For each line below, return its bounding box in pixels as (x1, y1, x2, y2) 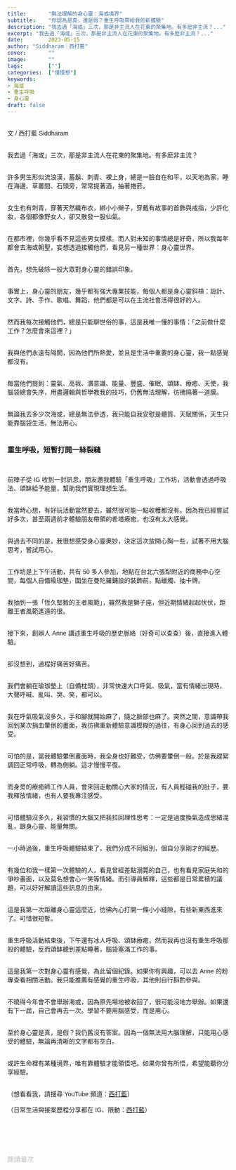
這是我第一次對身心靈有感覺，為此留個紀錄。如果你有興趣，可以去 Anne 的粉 (7, 967, 228, 975)
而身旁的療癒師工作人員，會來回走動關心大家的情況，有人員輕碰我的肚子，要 (7, 783, 229, 791)
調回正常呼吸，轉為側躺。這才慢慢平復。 (7, 761, 124, 769)
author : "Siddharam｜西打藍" (7, 43, 88, 50)
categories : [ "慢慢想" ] (7, 69, 77, 76)
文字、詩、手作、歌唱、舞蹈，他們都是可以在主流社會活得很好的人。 (7, 296, 204, 304)
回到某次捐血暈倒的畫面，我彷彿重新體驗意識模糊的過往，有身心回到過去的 (7, 721, 223, 730)
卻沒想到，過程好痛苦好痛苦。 (7, 660, 93, 668)
